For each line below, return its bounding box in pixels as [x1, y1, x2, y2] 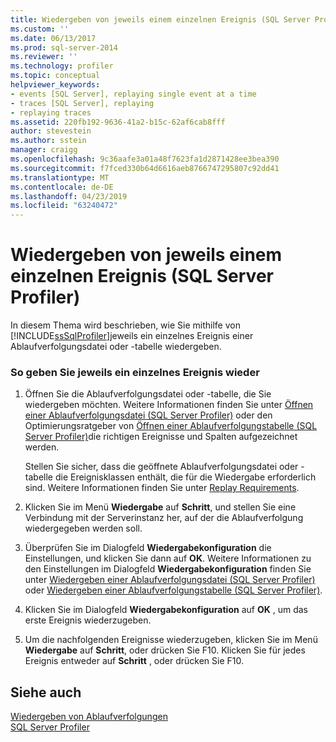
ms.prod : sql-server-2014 [10, 42, 118, 53]
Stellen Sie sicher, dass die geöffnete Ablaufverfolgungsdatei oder [24, 461, 299, 473]
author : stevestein [10, 126, 92, 136]
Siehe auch [10, 684, 82, 701]
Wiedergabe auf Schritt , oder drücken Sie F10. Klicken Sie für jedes [24, 644, 306, 656]
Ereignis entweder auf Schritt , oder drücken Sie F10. [24, 655, 244, 667]
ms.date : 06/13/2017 [10, 33, 97, 43]
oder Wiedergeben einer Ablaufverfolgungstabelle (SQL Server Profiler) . [24, 584, 323, 596]
